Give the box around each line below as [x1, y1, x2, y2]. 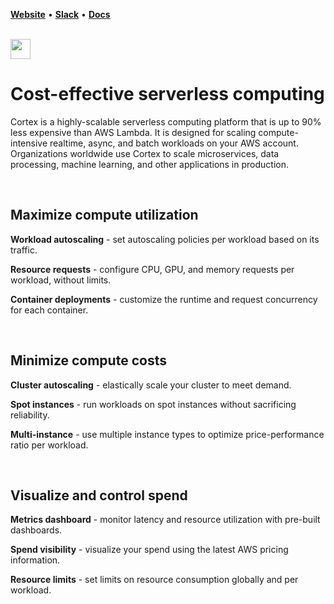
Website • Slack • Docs [10, 9, 111, 20]
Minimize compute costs [10, 352, 167, 369]
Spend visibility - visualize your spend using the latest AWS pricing [10, 544, 289, 556]
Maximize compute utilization [10, 207, 199, 224]
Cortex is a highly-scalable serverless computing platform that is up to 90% [10, 115, 322, 128]
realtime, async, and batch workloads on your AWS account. [49, 137, 299, 149]
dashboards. [10, 524, 63, 536]
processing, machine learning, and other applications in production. [10, 158, 289, 170]
